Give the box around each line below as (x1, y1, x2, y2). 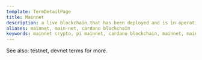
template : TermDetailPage (6, 8, 71, 15)
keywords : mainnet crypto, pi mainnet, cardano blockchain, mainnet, (6, 31, 185, 37)
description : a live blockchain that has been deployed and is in (6, 20, 176, 26)
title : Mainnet (6, 14, 44, 20)
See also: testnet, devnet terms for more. (6, 47, 108, 54)
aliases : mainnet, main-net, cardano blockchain (6, 25, 130, 31)
